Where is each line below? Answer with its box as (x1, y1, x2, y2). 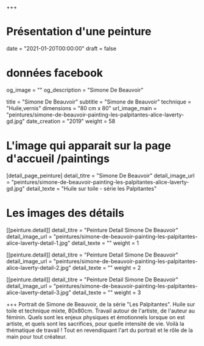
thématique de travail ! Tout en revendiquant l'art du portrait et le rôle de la (6, 327, 193, 334)
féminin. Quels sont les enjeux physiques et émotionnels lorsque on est (6, 313, 185, 320)
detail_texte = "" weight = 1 (71, 239, 139, 247)
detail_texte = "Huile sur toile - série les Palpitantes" (26, 185, 157, 192)
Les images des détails (6, 207, 125, 220)
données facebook (6, 66, 104, 80)
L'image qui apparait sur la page (6, 139, 172, 153)
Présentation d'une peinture (6, 25, 152, 38)
